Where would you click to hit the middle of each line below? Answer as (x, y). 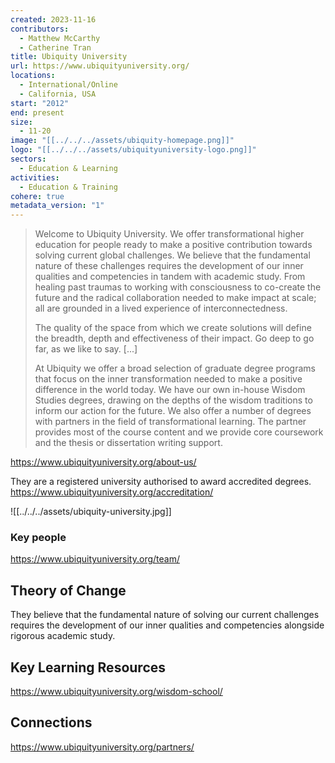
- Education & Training (68, 187)
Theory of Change (68, 590)
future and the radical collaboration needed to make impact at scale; (175, 298)
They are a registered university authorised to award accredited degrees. (161, 482)
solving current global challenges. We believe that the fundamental (172, 255)
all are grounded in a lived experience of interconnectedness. (161, 308)
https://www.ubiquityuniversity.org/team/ (95, 559)
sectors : (28, 159)
